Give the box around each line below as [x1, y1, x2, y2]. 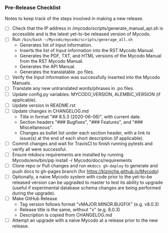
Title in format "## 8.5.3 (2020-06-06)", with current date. [19, 113, 141, 120]
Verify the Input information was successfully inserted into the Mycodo [12, 74, 160, 80]
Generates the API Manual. [19, 64, 76, 70]
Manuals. [12, 80, 31, 86]
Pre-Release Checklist [5, 4, 61, 11]
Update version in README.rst [12, 102, 76, 108]
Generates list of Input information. [19, 42, 93, 48]
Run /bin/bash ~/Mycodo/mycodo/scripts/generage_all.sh [12, 36, 133, 42]
